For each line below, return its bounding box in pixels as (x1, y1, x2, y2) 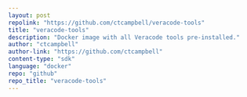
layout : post (8, 11, 51, 20)
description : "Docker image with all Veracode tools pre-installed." (8, 33, 241, 41)
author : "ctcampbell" (8, 41, 79, 48)
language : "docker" (8, 63, 72, 70)
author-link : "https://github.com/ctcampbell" (8, 48, 163, 56)
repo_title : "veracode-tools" (8, 77, 107, 84)
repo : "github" (8, 70, 58, 77)
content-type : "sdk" (8, 56, 76, 63)
